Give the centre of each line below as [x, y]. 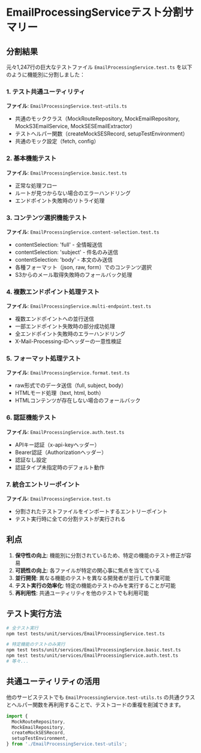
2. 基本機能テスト [31, 158]
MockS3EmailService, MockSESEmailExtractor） [75, 126]
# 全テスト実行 [22, 628]
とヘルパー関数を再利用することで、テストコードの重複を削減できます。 [95, 704]
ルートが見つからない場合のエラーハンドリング [73, 193]
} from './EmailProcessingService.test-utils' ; [67, 744]
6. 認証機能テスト [31, 418]
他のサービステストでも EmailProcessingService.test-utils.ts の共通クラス [101, 697]
